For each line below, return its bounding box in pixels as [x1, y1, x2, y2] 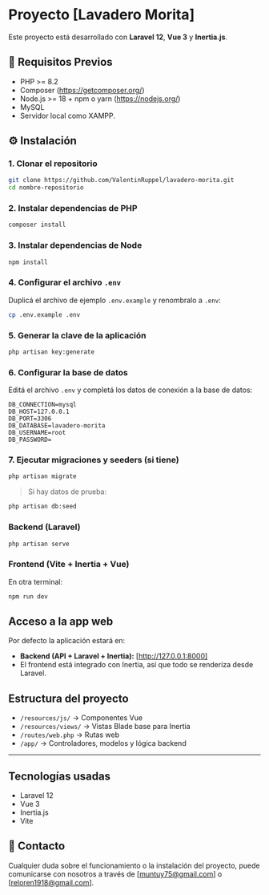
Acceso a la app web [8, 614, 114, 628]
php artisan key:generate [8, 348, 94, 356]
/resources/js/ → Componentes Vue [19, 713, 143, 723]
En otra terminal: [8, 577, 62, 586]
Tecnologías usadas [8, 769, 110, 783]
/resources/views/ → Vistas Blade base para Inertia [19, 722, 191, 731]
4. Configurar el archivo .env [8, 277, 122, 288]
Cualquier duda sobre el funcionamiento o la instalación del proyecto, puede [8, 861, 260, 870]
